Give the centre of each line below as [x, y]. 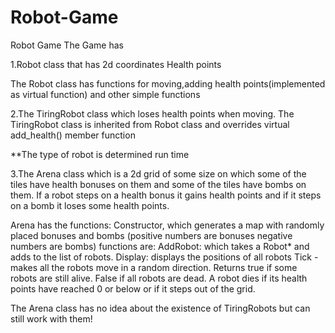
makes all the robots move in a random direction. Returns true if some [154, 267]
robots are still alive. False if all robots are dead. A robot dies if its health [159, 278]
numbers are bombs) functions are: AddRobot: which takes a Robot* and [160, 246]
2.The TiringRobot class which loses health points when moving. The [152, 113]
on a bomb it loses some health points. [90, 205]
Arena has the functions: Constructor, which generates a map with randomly [167, 225]
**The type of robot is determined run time [100, 154]
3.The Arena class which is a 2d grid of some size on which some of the [158, 173]
